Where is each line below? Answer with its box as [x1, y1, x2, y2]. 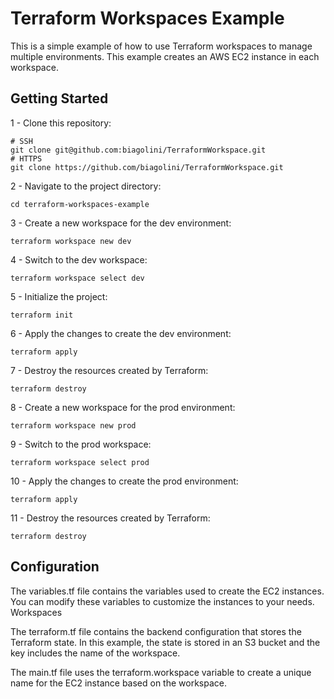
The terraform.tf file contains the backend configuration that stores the [10, 625, 302, 637]
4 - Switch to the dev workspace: [10, 253, 148, 266]
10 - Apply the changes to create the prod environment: [10, 475, 239, 487]
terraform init [10, 310, 74, 320]
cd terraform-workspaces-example [10, 199, 150, 209]
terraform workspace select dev [10, 273, 145, 283]
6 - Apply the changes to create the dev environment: [10, 327, 232, 339]
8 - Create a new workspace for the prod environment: [10, 401, 236, 413]
